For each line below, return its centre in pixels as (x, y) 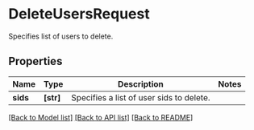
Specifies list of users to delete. (61, 36)
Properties (35, 61)
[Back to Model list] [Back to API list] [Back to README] (101, 117)
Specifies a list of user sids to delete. (141, 97)
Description (141, 83)
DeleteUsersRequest (79, 14)
